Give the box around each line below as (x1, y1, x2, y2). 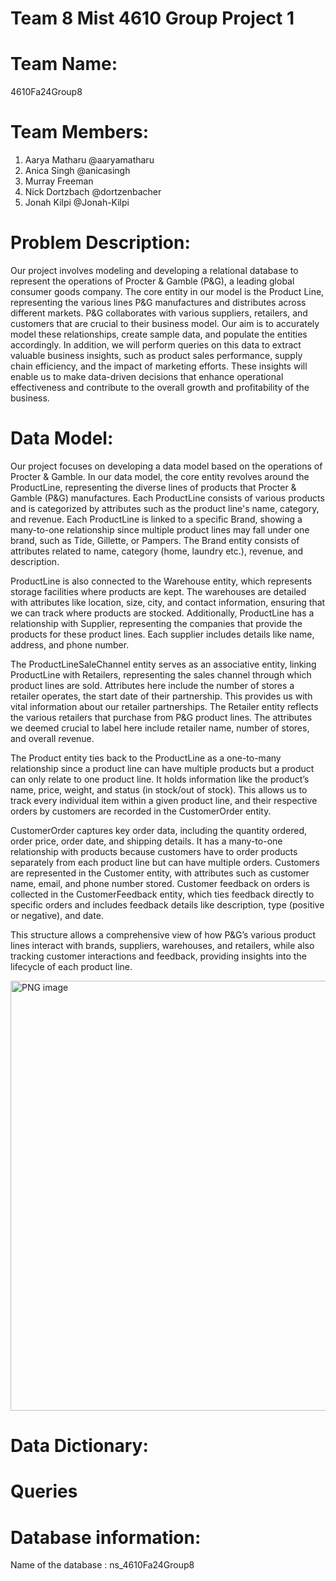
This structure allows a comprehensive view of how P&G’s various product (10, 928, 317, 941)
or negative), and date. (10, 909, 104, 921)
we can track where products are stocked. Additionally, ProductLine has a (10, 607, 315, 619)
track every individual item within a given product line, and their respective (10, 794, 318, 806)
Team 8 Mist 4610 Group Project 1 (10, 7, 295, 30)
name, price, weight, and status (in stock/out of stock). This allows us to (10, 783, 308, 796)
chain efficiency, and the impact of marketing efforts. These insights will (10, 360, 308, 372)
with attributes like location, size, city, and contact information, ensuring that (10, 596, 326, 608)
